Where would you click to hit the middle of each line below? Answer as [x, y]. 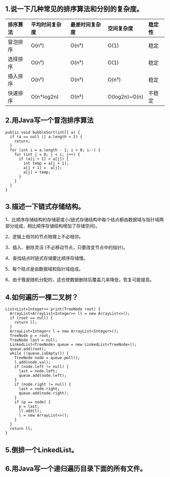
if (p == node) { [33, 402]
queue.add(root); [28, 349]
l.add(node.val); [33, 362]
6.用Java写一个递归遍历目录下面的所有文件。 [76, 469]
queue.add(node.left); [42, 376]
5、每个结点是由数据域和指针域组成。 [44, 269]
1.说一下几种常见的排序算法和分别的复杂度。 [74, 9]
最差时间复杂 [86, 24]
